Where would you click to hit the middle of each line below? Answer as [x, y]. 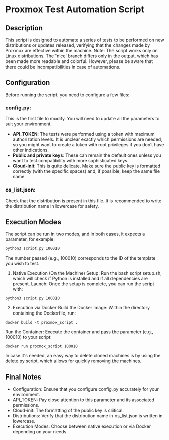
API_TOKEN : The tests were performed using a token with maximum [83, 134]
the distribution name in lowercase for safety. [52, 206]
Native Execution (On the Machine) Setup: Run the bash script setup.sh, [87, 273]
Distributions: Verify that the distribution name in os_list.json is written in [88, 416]
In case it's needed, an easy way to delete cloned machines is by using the [83, 356]
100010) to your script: [29, 337]
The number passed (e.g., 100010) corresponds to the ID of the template [80, 258]
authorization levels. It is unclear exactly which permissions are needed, [87, 139]
